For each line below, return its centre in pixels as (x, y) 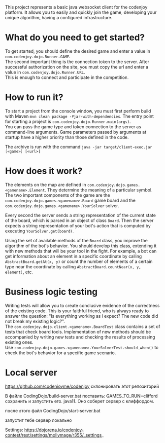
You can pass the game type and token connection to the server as (73, 127)
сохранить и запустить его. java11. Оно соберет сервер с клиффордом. (80, 401)
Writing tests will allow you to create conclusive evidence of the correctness (82, 305)
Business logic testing (51, 292)
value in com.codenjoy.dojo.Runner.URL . (45, 72)
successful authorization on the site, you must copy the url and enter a (77, 67)
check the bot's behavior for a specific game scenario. (61, 353)
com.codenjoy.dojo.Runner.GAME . (38, 56)
